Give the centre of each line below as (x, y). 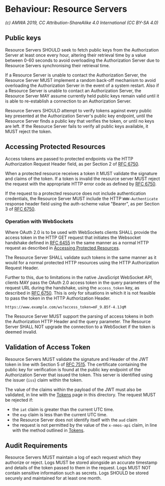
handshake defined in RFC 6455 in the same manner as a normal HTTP (77, 243)
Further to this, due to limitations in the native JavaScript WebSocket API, (79, 277)
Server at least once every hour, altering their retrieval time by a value (76, 55)
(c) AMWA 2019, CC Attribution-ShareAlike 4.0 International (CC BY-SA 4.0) (82, 23)
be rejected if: (19, 400)
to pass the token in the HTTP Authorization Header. (58, 298)
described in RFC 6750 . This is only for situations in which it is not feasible (80, 293)
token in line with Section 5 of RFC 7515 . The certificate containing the (76, 364)
